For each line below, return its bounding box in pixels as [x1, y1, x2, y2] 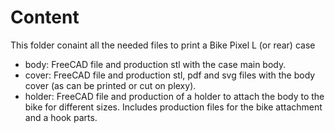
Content [10, 6, 80, 29]
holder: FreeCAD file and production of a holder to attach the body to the [24, 90, 325, 102]
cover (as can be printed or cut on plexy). [24, 79, 197, 91]
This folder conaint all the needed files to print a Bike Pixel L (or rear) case [10, 39, 316, 51]
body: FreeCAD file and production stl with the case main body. [24, 58, 287, 70]
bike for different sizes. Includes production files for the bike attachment [24, 101, 323, 113]
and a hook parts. [24, 111, 98, 123]
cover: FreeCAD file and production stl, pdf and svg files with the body [24, 69, 316, 81]
